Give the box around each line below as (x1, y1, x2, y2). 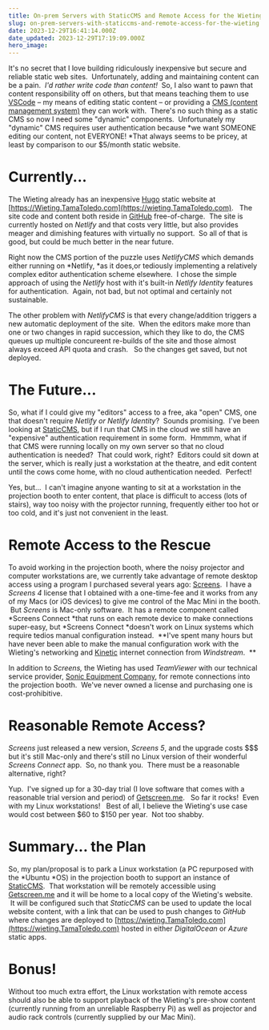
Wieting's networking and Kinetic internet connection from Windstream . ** (8, 647, 257, 657)
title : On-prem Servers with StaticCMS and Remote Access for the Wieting (8, 11, 263, 20)
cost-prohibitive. (8, 688, 62, 698)
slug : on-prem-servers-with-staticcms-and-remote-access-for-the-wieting (8, 19, 260, 27)
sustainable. (8, 295, 49, 305)
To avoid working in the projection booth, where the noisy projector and (8, 562, 245, 572)
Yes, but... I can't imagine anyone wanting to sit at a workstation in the (8, 483, 242, 492)
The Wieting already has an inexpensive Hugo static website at (8, 194, 216, 204)
